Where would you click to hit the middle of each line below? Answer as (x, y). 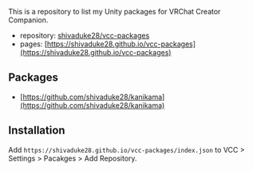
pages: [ (34, 44)
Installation (37, 131)
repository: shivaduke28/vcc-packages (85, 36)
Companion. (28, 20)
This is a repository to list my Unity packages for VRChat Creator (115, 12)
